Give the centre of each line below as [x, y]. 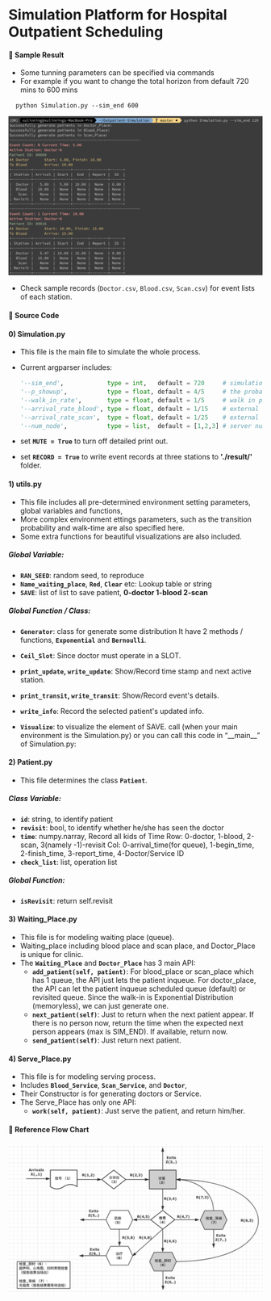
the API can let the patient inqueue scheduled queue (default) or [139, 988]
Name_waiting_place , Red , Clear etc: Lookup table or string [116, 584]
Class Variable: [35, 799]
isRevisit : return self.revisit [66, 900]
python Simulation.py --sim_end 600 [77, 106]
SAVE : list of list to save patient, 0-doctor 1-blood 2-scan [114, 592]
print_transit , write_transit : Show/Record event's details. [119, 695]
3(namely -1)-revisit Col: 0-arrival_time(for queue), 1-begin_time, [147, 845]
